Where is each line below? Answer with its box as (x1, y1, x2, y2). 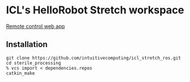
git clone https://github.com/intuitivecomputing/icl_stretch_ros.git (6, 55, 181, 61)
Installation (6, 40, 48, 49)
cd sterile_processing (6, 60, 61, 66)
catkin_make (6, 70, 35, 76)
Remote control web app (6, 23, 65, 30)
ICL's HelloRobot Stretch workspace (6, 3, 185, 17)
